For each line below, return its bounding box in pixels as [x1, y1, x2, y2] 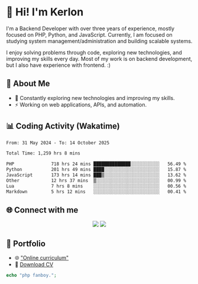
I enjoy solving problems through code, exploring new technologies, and [6, 49, 182, 56]
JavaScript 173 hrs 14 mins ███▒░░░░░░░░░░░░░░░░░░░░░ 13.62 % [6, 172, 186, 178]
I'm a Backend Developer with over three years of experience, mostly [6, 25, 175, 32]
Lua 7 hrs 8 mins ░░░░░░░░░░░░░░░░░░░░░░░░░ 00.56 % [6, 183, 186, 189]
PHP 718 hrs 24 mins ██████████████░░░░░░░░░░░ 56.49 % [6, 161, 186, 167]
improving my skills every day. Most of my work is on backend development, [6, 55, 193, 62]
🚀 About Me [6, 79, 50, 89]
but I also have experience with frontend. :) [6, 62, 111, 69]
